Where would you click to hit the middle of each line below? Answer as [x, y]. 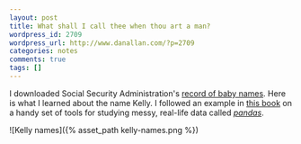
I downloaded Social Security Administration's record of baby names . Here [147, 93]
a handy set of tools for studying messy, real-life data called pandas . [137, 112]
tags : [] [26, 68]
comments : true [38, 59]
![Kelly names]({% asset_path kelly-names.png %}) [104, 130]
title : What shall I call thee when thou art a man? [110, 26]
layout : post [34, 18]
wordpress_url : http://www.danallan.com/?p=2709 [102, 43]
